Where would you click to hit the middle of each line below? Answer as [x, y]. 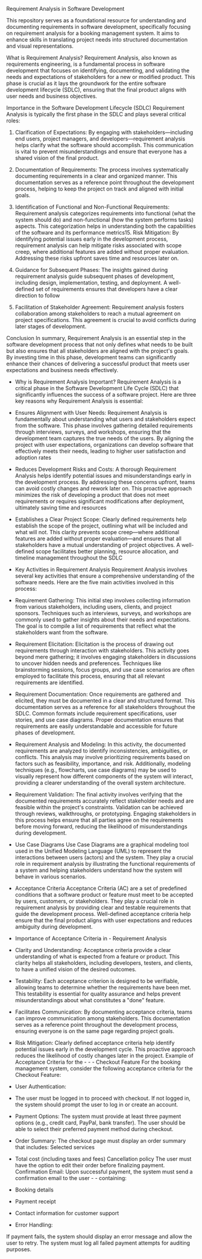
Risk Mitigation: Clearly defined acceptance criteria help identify [95, 1043]
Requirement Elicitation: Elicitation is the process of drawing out [94, 644]
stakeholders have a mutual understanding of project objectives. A [97, 545]
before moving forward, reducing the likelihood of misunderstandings [101, 826]
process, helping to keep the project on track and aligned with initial [99, 189]
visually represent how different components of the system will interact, [104, 776]
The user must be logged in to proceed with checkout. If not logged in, [103, 1098]
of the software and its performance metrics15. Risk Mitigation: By [97, 232]
